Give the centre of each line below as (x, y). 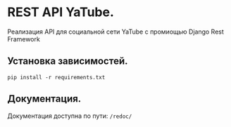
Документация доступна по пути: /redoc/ (70, 116)
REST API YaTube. (61, 12)
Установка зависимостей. (68, 61)
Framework (24, 39)
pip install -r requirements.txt (56, 77)
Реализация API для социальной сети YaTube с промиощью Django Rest (115, 32)
